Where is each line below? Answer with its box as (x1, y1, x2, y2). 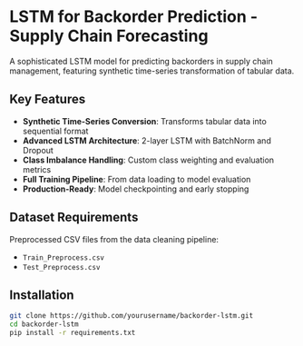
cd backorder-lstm (9, 320, 79, 329)
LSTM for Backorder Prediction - (9, 6, 259, 27)
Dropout (22, 144, 54, 155)
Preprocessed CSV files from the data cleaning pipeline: (9, 233, 220, 244)
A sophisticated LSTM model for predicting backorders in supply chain (9, 55, 274, 66)
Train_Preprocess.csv (22, 252, 104, 262)
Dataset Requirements (9, 210, 139, 225)
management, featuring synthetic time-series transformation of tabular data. (9, 65, 295, 76)
